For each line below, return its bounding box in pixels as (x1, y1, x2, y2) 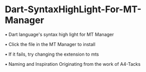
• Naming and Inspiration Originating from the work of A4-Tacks (5, 61, 141, 67)
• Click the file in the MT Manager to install (5, 41, 96, 47)
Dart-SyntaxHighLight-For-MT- (5, 4, 142, 15)
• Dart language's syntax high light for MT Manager (5, 31, 114, 37)
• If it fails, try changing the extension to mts (5, 51, 99, 57)
